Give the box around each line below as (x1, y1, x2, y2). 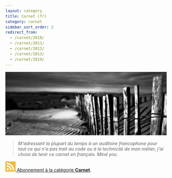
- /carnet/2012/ (10, 46, 45, 51)
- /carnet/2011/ (10, 41, 45, 46)
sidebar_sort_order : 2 (5, 25, 54, 30)
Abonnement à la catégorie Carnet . (16, 167, 92, 173)
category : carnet (5, 19, 42, 24)
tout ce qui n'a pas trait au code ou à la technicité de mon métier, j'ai (17, 146, 164, 152)
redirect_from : (5, 30, 38, 35)
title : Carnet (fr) (5, 13, 47, 19)
